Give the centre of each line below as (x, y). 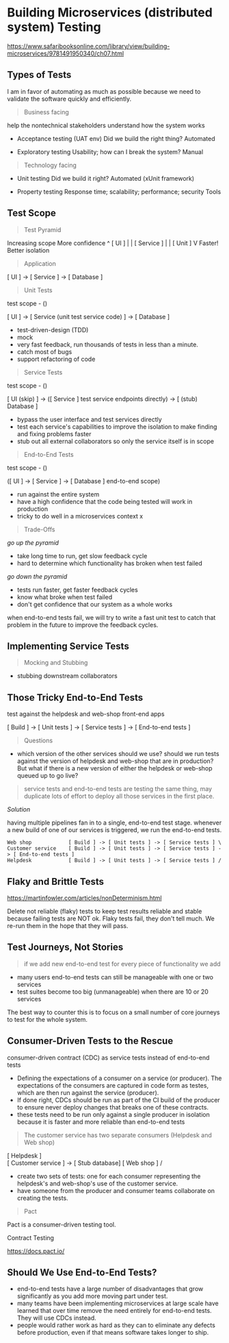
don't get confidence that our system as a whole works (95, 604)
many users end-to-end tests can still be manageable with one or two (115, 977)
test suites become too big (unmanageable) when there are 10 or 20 (112, 992)
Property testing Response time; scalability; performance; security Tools (119, 191)
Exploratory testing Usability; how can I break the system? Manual (110, 151)
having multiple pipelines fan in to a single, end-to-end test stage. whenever (114, 823)
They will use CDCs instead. (57, 1318)
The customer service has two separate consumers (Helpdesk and (118, 1135)
